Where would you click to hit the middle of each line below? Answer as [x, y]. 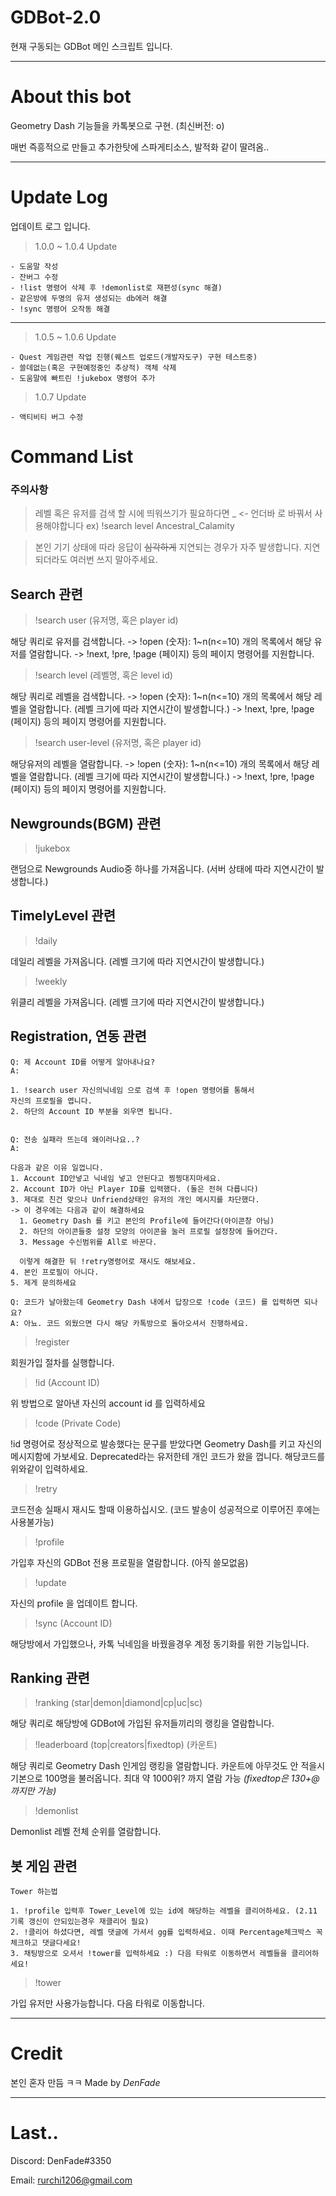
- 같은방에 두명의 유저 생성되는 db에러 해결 [89, 298]
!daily [46, 940]
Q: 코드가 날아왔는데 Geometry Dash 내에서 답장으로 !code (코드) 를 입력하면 [155, 1302]
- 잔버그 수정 [34, 277]
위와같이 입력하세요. [49, 1468]
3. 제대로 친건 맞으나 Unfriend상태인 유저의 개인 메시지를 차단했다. [135, 1199]
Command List [72, 457]
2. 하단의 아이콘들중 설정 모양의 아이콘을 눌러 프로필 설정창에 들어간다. [149, 1231]
